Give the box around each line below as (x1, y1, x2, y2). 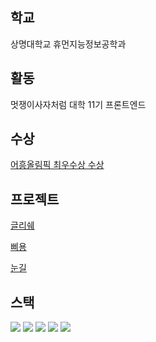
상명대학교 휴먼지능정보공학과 (10, 38, 127, 50)
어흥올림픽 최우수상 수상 (10, 159, 105, 171)
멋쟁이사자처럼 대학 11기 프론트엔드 (10, 98, 147, 110)
